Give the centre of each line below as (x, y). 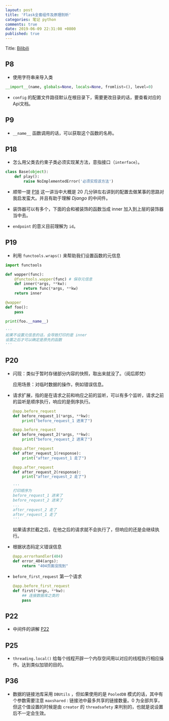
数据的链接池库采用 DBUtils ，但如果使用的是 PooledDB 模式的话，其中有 (88, 694)
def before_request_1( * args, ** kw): (51, 416)
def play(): (27, 177)
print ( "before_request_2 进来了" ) (57, 439)
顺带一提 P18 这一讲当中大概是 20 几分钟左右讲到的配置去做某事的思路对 (88, 191)
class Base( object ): (27, 172)
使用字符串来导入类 (33, 77)
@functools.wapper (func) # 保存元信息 (54, 279)
